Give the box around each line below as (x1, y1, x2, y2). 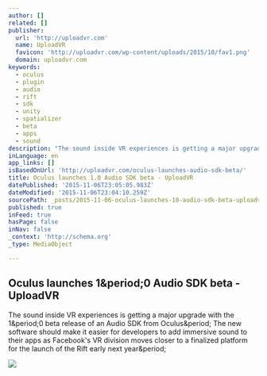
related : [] (8, 19, 48, 27)
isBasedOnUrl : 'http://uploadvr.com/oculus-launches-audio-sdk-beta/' (8, 167, 247, 175)
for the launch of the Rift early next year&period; (8, 343, 167, 353)
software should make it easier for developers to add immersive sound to (8, 327, 248, 336)
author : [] (8, 11, 44, 20)
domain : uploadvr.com (15, 56, 87, 64)
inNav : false (8, 225, 52, 234)
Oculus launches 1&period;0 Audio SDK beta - (8, 277, 241, 290)
